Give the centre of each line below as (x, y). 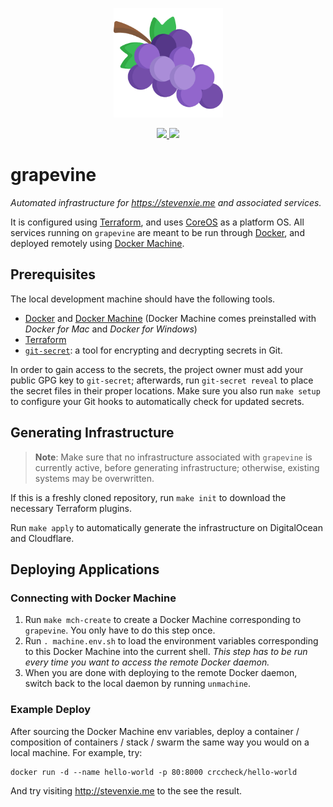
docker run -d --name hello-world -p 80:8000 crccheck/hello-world (154, 772)
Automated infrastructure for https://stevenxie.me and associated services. (166, 202)
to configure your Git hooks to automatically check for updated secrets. (157, 401)
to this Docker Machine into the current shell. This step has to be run (166, 652)
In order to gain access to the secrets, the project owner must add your (157, 369)
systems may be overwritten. (94, 478)
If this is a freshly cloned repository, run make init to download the (148, 497)
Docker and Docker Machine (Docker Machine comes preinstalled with (170, 318)
